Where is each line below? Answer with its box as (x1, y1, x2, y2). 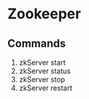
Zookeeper (7, 5, 81, 23)
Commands (7, 37, 67, 50)
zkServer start (18, 57, 66, 67)
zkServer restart (18, 83, 72, 93)
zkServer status (18, 66, 71, 76)
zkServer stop (18, 75, 65, 84)
